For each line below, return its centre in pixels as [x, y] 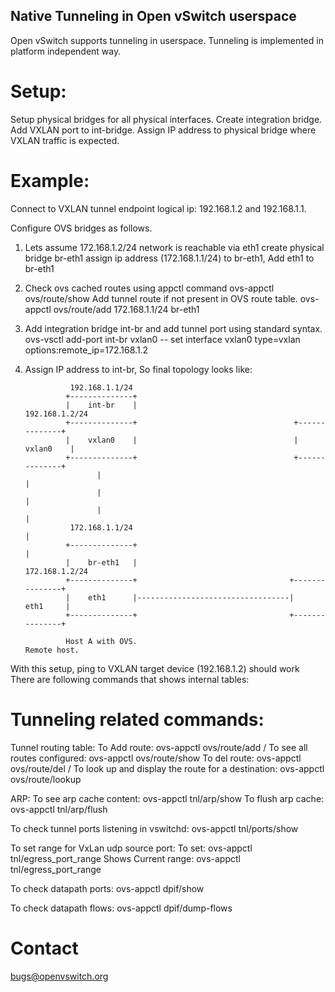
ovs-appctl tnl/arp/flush [59, 809]
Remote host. [52, 650]
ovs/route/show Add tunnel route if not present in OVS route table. [161, 298]
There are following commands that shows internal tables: [130, 679]
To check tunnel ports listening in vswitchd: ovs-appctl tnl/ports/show [154, 828]
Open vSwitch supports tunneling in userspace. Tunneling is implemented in [167, 40]
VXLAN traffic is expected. [65, 140]
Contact [44, 948]
